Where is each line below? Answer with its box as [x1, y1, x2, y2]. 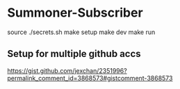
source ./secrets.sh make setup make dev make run [7, 28, 156, 36]
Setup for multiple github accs [7, 48, 141, 60]
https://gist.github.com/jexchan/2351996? [7, 66, 127, 74]
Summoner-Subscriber [7, 5, 144, 21]
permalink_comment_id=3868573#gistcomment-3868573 [7, 74, 173, 82]
